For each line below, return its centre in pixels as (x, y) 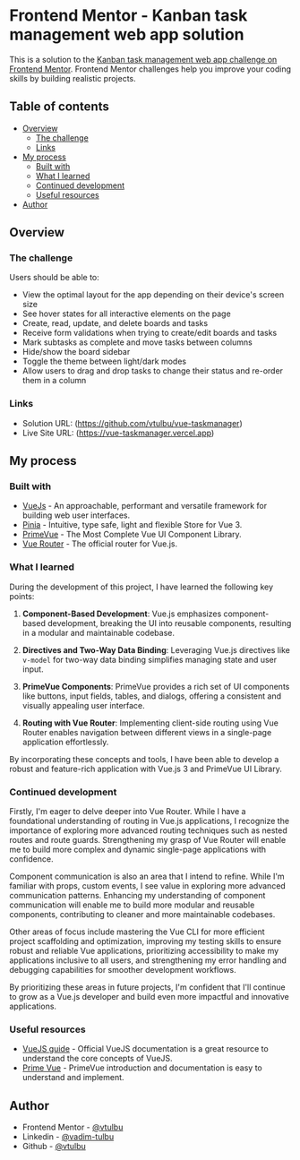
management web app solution (127, 34)
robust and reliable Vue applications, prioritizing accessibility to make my (144, 951)
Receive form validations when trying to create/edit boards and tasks (150, 333)
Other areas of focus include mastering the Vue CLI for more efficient (137, 932)
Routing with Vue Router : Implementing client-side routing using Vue (150, 723)
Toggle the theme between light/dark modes (104, 361)
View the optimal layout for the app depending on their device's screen (153, 295)
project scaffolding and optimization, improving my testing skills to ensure (146, 941)
